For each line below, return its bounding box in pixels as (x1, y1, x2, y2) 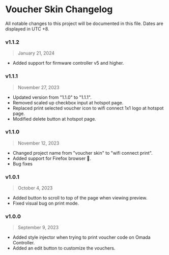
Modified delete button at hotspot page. (12, 116, 97, 122)
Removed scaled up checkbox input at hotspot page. (12, 99, 124, 105)
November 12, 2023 (17, 140, 60, 146)
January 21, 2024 (17, 50, 55, 56)
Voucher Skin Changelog (5, 4, 113, 15)
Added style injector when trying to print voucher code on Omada (12, 234, 151, 240)
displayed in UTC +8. (5, 25, 49, 32)
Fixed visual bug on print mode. (12, 200, 79, 207)
